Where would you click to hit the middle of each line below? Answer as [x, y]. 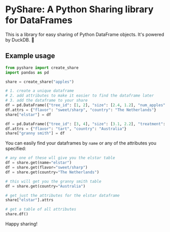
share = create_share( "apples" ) [40, 82]
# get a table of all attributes [41, 210]
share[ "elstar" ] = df [28, 114]
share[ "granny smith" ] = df [35, 133]
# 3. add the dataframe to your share [46, 101]
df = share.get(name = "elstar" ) [39, 163]
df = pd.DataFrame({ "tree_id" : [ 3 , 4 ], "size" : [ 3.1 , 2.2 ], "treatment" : [86, 124]
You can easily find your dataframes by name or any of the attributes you [81, 143]
